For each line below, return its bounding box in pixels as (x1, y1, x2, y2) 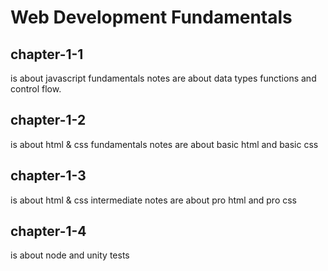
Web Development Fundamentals (10, 6, 293, 29)
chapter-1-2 (10, 112, 87, 129)
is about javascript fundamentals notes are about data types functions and (10, 72, 317, 84)
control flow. (10, 83, 62, 95)
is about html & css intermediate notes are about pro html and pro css (10, 194, 297, 206)
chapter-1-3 (10, 167, 87, 185)
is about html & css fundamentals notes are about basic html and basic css (10, 138, 319, 150)
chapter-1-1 (10, 46, 84, 63)
